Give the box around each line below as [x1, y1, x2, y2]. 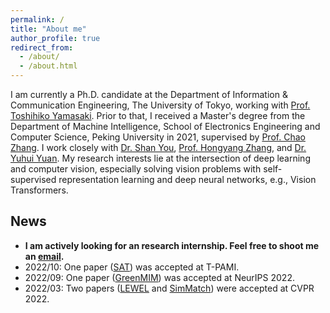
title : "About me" [10, 24, 87, 34]
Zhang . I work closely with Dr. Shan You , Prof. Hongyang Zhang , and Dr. [10, 142, 307, 153]
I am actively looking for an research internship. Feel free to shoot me [24, 239, 320, 251]
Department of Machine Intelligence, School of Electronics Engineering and [10, 121, 321, 132]
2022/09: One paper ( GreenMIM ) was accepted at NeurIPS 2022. [24, 271, 295, 283]
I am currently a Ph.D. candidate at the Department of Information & [10, 89, 288, 100]
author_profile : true [10, 33, 101, 43]
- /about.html [19, 61, 78, 71]
